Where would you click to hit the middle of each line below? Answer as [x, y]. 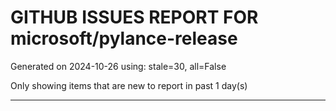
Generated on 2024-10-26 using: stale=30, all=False [118, 66]
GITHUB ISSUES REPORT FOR [134, 17]
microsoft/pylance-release [124, 38]
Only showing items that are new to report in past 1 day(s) [129, 85]
